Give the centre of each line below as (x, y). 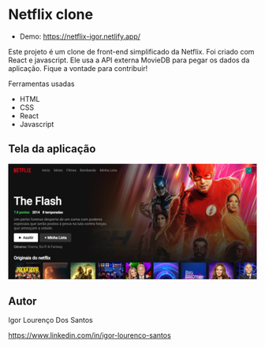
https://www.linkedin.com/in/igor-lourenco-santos (90, 335)
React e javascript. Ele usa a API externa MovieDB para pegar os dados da (129, 60)
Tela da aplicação (52, 149)
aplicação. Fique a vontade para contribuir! (78, 68)
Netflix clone (50, 15)
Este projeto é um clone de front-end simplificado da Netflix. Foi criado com (131, 51)
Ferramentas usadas (41, 84)
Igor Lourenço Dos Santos (50, 320)
